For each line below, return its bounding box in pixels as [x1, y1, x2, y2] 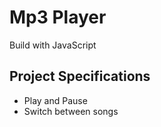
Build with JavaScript [9, 39, 97, 51]
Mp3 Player [9, 6, 107, 29]
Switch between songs [23, 105, 119, 117]
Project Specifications [9, 68, 151, 85]
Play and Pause [23, 94, 88, 106]
